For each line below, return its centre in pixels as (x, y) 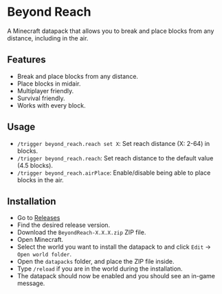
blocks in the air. (40, 180)
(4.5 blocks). (35, 165)
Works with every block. (51, 105)
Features (26, 60)
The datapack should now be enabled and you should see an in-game (116, 276)
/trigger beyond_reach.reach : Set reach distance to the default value (115, 158)
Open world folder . (44, 254)
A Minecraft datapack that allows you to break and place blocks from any (111, 31)
